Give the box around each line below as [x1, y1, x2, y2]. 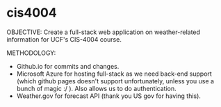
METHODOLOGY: [6, 49, 56, 57]
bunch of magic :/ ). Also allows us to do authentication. [16, 84, 177, 92]
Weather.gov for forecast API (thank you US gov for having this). [16, 92, 201, 100]
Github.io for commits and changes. [16, 62, 120, 70]
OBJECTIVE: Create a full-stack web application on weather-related [6, 28, 201, 36]
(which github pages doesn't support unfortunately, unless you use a [16, 76, 215, 85]
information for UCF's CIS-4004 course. [6, 35, 122, 43]
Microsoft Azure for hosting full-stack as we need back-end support [16, 69, 213, 78]
